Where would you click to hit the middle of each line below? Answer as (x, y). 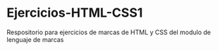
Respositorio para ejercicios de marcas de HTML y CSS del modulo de (109, 32)
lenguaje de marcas (35, 39)
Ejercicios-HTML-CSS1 (75, 13)
